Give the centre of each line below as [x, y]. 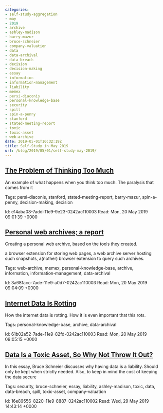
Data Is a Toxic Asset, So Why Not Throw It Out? [79, 355]
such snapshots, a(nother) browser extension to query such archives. [75, 259]
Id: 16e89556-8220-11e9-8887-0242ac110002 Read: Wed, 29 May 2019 [77, 401]
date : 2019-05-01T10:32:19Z [34, 142]
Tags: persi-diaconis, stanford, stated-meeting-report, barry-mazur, [73, 197]
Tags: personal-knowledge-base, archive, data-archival [61, 325]
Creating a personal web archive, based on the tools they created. [71, 244]
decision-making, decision [46, 202]
